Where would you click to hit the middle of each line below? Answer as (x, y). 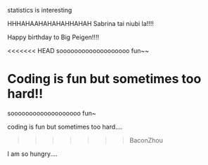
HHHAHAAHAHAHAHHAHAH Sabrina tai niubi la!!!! (81, 23)
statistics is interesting (40, 10)
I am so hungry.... (32, 154)
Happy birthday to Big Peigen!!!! (53, 37)
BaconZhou (147, 140)
